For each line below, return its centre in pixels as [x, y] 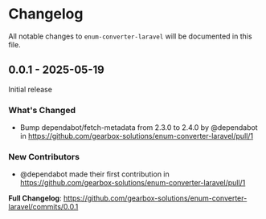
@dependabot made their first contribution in [95, 174]
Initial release [30, 89]
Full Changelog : [35, 198]
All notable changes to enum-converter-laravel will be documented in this [130, 36]
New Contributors [44, 156]
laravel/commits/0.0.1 [43, 207]
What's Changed [42, 110]
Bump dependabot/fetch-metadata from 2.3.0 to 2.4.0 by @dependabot [139, 128]
